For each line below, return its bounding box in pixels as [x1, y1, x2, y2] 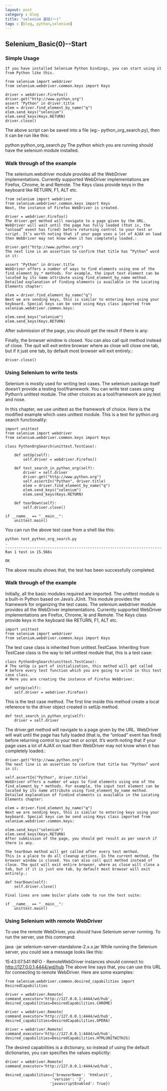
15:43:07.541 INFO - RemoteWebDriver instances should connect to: [5, 959, 145, 965]
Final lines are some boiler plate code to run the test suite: [5, 892, 142, 898]
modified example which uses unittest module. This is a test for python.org [5, 411, 159, 417]
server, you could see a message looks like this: [5, 949, 104, 955]
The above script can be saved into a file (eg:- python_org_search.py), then [5, 127, 160, 133]
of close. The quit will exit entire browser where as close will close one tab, [5, 343, 160, 349]
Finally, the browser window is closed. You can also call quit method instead [5, 337, 162, 343]
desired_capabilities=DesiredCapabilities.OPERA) [5, 1018, 111, 1023]
